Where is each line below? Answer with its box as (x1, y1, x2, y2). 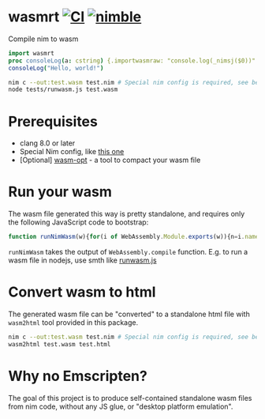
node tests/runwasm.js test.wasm (8, 85, 118, 94)
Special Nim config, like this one (19, 147, 125, 157)
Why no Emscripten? (8, 367, 147, 385)
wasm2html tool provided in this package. (8, 318, 139, 327)
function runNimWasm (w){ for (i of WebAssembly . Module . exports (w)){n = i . (8, 233, 245, 241)
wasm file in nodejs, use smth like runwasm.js (8, 255, 157, 265)
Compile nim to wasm (8, 34, 79, 43)
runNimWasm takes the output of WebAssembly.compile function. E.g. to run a (8, 247, 248, 257)
